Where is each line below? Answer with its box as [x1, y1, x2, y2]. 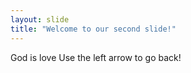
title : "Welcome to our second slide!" [10, 24, 177, 34]
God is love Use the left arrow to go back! [10, 51, 182, 63]
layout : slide [10, 14, 70, 25]
